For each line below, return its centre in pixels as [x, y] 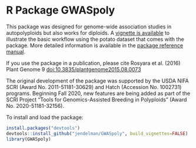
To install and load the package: [45, 117]
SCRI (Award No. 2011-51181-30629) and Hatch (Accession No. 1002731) [94, 87]
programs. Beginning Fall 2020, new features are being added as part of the [98, 93]
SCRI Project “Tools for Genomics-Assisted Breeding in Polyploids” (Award [97, 99]
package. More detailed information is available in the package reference [95, 45]
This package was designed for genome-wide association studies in [89, 27]
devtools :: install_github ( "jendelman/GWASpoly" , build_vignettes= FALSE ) [97, 133]
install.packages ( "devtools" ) [43, 128]
